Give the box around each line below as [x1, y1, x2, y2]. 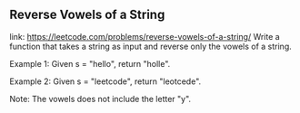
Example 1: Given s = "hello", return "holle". [9, 58, 171, 69]
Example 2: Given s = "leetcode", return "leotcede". [9, 76, 202, 87]
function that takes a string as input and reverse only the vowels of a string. [9, 41, 293, 52]
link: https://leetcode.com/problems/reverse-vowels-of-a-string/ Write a [9, 31, 280, 42]
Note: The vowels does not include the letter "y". [9, 93, 192, 104]
